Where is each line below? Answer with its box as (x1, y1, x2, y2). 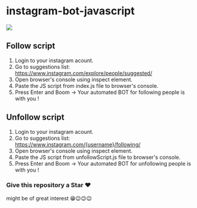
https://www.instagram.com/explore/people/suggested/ (14, 69, 152, 77)
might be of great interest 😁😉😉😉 (6, 194, 93, 201)
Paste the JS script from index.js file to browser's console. (14, 82, 159, 89)
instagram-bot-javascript (6, 4, 135, 18)
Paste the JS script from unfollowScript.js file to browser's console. (14, 154, 181, 161)
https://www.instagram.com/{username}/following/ (14, 140, 141, 148)
